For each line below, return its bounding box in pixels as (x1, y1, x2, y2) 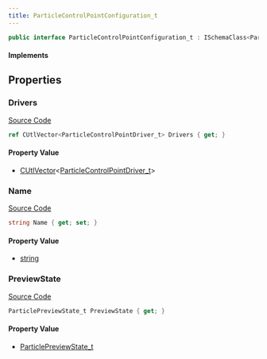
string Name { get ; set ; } (8, 219, 98, 227)
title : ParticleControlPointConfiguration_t (8, 11, 158, 20)
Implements (8, 51, 49, 60)
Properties (8, 73, 62, 87)
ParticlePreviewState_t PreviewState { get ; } (8, 307, 165, 315)
